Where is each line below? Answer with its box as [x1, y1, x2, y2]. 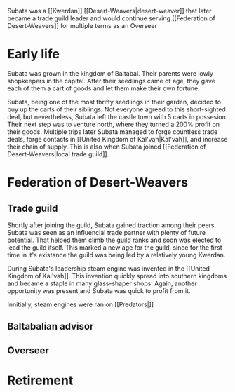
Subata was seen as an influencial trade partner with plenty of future [7, 228, 206, 236]
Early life [7, 46, 60, 62]
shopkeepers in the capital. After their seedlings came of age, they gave [7, 76, 216, 85]
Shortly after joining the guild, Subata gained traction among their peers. [7, 221, 217, 229]
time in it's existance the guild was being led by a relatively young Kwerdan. [7, 250, 226, 259]
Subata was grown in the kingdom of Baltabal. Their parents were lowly [7, 69, 214, 77]
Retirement [7, 372, 74, 388]
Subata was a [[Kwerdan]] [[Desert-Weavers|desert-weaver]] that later [7, 7, 212, 15]
